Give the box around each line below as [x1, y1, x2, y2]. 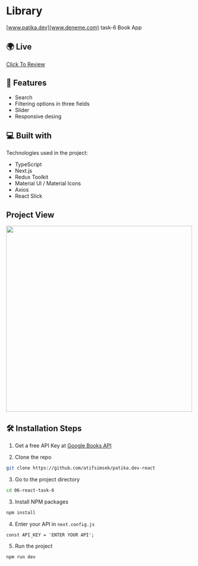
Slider [14, 106, 30, 114]
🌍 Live [6, 42, 32, 52]
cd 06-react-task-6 [6, 487, 55, 493]
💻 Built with [6, 130, 52, 140]
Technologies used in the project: [6, 149, 88, 157]
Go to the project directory [14, 476, 80, 483]
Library [6, 4, 43, 18]
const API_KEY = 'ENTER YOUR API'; [6, 531, 95, 538]
